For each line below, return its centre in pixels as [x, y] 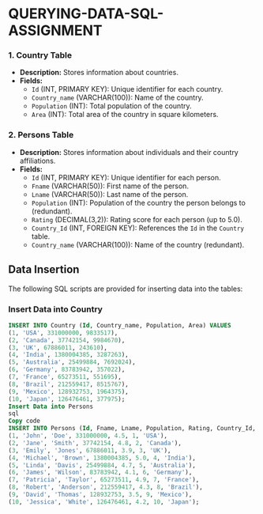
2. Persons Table [41, 135]
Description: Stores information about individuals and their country [129, 152]
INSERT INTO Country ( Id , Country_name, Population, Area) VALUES [120, 325]
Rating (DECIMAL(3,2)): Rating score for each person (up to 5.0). [137, 219]
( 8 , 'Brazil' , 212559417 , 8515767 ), [68, 384]
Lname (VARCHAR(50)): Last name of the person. [110, 194]
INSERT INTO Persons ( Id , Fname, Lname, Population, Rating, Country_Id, [132, 429]
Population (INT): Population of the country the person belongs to [139, 202]
